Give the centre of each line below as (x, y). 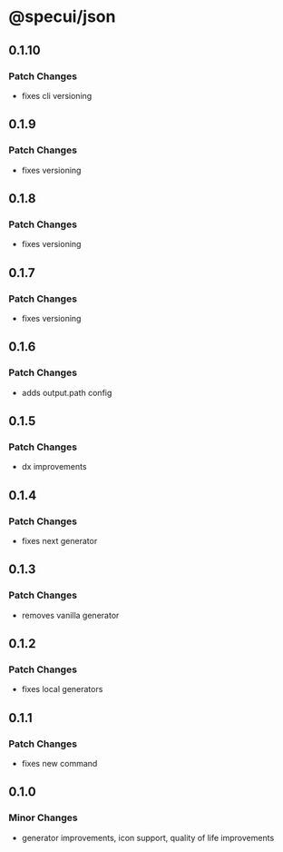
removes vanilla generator (70, 615)
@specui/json (62, 17)
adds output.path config (67, 392)
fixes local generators (62, 689)
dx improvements (54, 467)
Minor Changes (43, 817)
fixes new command (59, 764)
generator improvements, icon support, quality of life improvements (148, 837)
